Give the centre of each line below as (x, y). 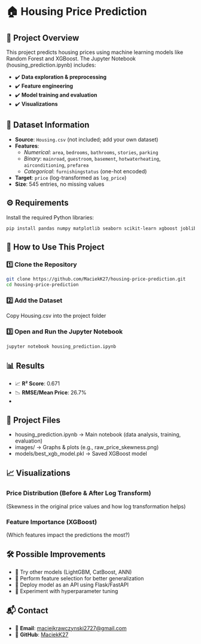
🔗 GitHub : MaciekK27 (42, 634)
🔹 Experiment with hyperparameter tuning (66, 591)
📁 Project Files (33, 420)
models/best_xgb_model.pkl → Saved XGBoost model (81, 454)
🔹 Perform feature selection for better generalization (79, 578)
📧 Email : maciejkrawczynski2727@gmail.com (71, 628)
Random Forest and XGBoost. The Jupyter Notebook (71, 58)
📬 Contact (27, 611)
